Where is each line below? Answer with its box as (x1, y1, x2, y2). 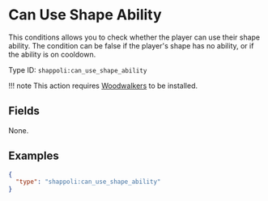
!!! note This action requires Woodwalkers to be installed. (8, 81, 198, 90)
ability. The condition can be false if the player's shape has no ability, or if (8, 40, 254, 50)
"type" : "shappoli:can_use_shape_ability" (15, 178, 161, 186)
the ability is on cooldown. (8, 49, 96, 59)
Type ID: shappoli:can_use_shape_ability (8, 65, 147, 74)
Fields (8, 104, 40, 118)
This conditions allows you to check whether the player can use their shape (8, 32, 261, 42)
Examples (8, 149, 59, 163)
